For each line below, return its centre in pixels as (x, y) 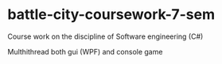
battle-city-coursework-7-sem (111, 15)
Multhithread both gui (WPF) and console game (85, 51)
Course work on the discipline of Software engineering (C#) (105, 36)
